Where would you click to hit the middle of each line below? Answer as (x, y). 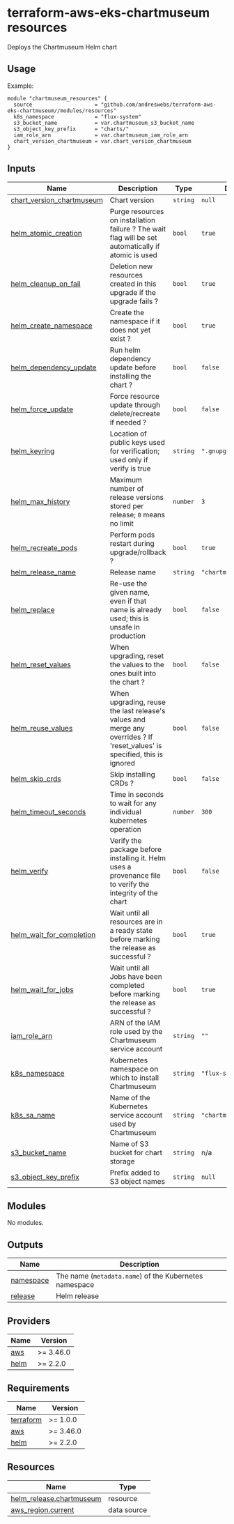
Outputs (25, 1245)
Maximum (126, 480)
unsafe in (125, 627)
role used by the (136, 1031)
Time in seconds (137, 794)
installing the (131, 376)
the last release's (138, 710)
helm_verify (30, 871)
